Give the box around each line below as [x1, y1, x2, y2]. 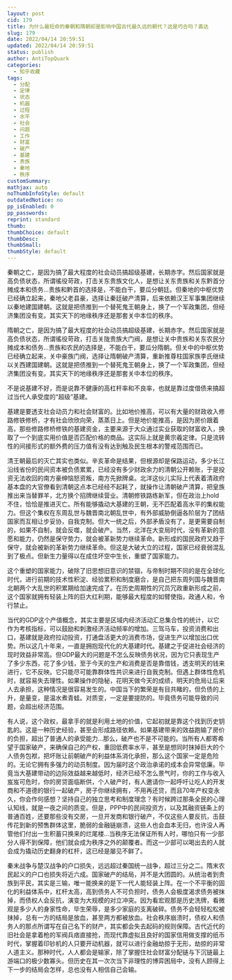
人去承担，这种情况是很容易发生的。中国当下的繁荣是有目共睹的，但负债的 [7, 685, 219, 693]
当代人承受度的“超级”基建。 [12, 392, 92, 401]
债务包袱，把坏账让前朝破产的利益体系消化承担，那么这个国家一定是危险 [12, 752, 219, 760]
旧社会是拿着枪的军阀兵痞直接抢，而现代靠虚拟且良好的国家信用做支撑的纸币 [7, 931, 225, 938]
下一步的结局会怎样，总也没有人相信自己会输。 [7, 965, 140, 973]
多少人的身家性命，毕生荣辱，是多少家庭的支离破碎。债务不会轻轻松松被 [19, 905, 225, 913]
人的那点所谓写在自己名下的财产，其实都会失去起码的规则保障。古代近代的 [12, 922, 225, 930]
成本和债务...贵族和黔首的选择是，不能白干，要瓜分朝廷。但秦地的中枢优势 [12, 285, 224, 293]
